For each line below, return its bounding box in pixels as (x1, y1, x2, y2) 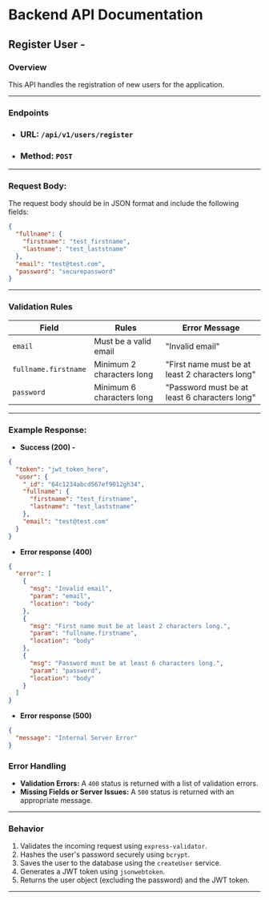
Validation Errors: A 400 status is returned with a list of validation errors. (19, 779, 259, 789)
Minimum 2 (94, 358, 137, 369)
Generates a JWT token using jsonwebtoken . (19, 867, 166, 877)
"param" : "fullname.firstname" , (29, 629, 138, 638)
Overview (8, 62, 47, 73)
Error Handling (8, 760, 66, 771)
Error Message (182, 322, 240, 333)
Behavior (8, 823, 44, 834)
